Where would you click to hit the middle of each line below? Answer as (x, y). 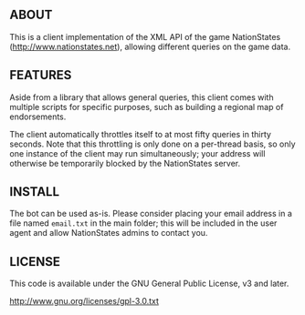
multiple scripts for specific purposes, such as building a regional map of (147, 107)
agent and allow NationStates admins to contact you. (109, 233)
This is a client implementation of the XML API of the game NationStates (145, 36)
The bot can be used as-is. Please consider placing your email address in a (151, 214)
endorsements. (38, 117)
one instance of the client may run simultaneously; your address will (137, 153)
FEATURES (41, 75)
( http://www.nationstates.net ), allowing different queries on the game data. (150, 46)
